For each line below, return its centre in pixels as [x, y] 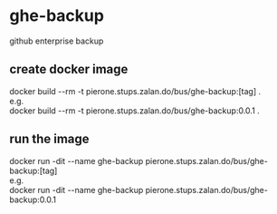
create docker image [69, 69]
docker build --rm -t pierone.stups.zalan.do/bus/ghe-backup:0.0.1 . [134, 111]
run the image [49, 139]
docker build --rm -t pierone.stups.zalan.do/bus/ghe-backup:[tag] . [135, 91]
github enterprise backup [57, 41]
